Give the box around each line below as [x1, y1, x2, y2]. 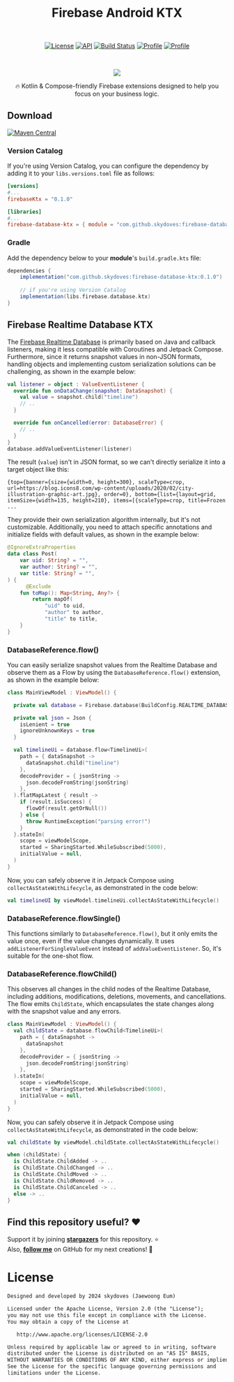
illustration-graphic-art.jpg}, [7, 491, 101, 498]
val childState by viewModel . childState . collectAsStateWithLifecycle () [7, 1139, 219, 1146]
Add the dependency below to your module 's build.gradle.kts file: [7, 254, 202, 262]
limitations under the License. [7, 1369, 101, 1377]
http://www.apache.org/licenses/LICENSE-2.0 [16, 1331, 148, 1338]
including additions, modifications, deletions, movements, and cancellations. [7, 992, 226, 1001]
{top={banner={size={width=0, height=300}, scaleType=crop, [7, 479, 186, 486]
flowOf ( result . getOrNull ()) [25, 805, 108, 812]
